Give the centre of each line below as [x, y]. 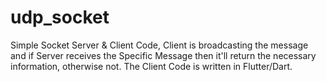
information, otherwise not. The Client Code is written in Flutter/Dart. [151, 66]
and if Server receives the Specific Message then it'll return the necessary [163, 55]
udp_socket [60, 17]
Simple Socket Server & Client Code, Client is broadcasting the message [159, 45]
